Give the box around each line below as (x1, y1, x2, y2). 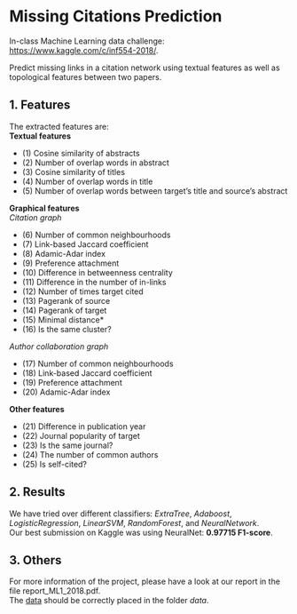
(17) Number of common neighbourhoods (21, 358, 175, 369)
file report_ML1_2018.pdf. (9, 586, 101, 596)
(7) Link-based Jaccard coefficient (21, 238, 149, 250)
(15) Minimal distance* (21, 314, 105, 325)
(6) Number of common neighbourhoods (21, 229, 171, 240)
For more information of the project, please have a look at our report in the (9, 576, 281, 587)
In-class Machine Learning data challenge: (9, 36, 166, 46)
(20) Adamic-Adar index (21, 387, 111, 397)
